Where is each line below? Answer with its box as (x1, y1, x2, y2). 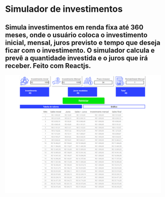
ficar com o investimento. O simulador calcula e (5, 46, 155, 55)
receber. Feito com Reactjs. (5, 62, 91, 70)
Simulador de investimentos (5, 3, 123, 15)
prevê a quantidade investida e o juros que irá (5, 54, 148, 62)
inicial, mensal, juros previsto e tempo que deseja (5, 38, 161, 47)
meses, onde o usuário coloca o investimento (5, 31, 148, 39)
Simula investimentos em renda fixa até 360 (5, 23, 144, 32)
